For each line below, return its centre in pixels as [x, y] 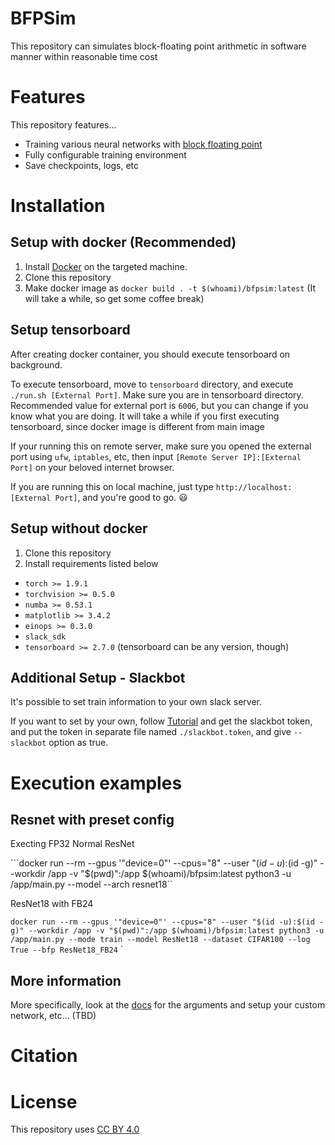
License [44, 1101]
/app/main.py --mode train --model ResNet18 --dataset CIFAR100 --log [160, 940]
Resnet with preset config [92, 819]
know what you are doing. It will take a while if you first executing [145, 416]
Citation [44, 1056]
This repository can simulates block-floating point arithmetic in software [158, 46]
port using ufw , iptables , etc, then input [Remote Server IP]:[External [156, 456]
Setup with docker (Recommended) [123, 242]
